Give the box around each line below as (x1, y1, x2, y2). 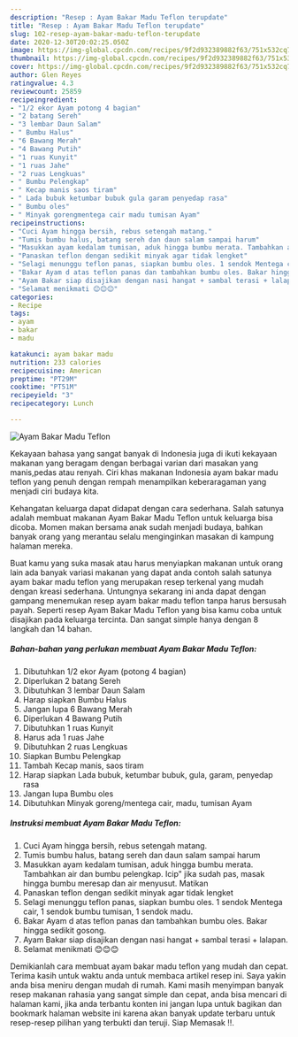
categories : (10, 293, 54, 302)
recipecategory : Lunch (10, 399, 94, 408)
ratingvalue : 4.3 (10, 79, 74, 88)
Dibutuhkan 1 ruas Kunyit (22, 722, 114, 733)
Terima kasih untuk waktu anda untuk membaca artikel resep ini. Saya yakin (10, 970, 287, 980)
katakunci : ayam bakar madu (10, 350, 114, 358)
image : (10, 46, 34, 55)
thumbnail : (10, 54, 50, 63)
